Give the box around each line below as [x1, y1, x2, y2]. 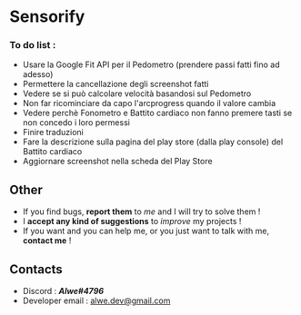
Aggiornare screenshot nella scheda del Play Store [22, 156, 213, 167]
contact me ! [22, 235, 72, 246]
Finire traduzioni [22, 127, 84, 138]
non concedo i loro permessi [22, 117, 130, 128]
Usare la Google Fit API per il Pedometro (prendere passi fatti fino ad [22, 59, 280, 70]
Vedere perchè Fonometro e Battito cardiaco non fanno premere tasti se [22, 107, 293, 119]
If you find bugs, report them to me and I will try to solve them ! [22, 206, 261, 217]
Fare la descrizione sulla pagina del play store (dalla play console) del [22, 136, 284, 147]
